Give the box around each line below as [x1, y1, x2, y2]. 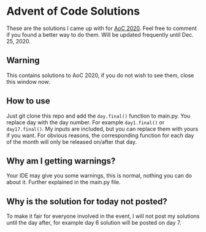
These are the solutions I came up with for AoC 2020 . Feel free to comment [6, 24, 197, 32]
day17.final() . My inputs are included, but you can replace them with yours [6, 125, 199, 132]
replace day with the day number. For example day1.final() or [6, 118, 165, 126]
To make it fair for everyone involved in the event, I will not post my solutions [6, 212, 200, 220]
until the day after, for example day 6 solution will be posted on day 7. [6, 219, 181, 226]
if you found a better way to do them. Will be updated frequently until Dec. [6, 31, 194, 38]
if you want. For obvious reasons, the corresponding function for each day [6, 132, 194, 139]
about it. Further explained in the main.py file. [6, 179, 121, 186]
